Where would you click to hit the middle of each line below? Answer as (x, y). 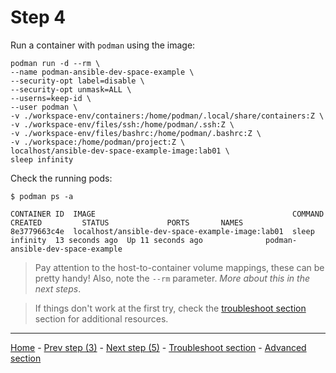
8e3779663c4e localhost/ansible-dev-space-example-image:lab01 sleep (162, 231)
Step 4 (38, 17)
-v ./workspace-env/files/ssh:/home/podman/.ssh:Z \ (122, 124)
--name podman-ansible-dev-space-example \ (102, 72)
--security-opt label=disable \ (77, 81)
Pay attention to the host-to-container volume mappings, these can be (179, 267)
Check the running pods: (61, 178)
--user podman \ (44, 107)
